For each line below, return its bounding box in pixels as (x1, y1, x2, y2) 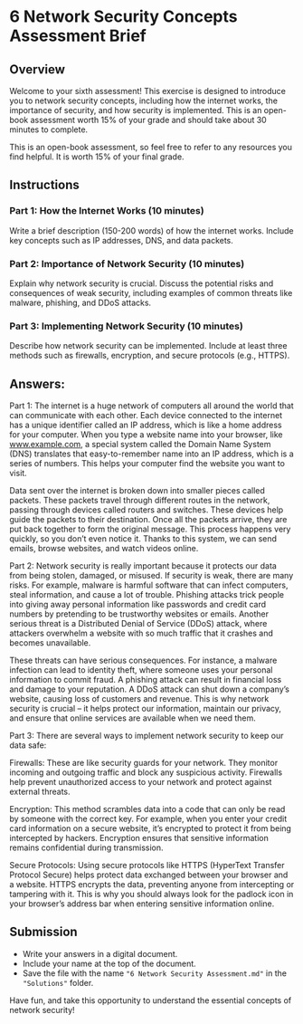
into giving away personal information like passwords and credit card (9, 599, 267, 610)
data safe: (9, 740, 47, 751)
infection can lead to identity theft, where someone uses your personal (9, 665, 273, 675)
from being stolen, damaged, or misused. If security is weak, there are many (9, 570, 294, 581)
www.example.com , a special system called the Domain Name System (9, 439, 271, 450)
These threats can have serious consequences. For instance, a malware (9, 655, 278, 666)
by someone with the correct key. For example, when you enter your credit (9, 813, 288, 825)
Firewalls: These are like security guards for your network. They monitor (9, 758, 279, 769)
